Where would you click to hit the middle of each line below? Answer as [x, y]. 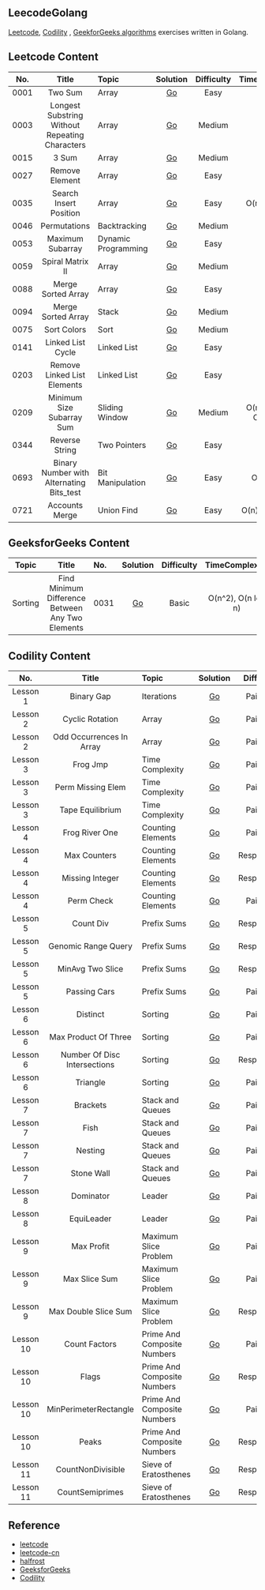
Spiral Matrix [65, 261]
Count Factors [90, 1344]
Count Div [90, 923]
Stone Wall [90, 1174]
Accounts [65, 505]
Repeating [65, 135]
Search [65, 193]
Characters [65, 145]
